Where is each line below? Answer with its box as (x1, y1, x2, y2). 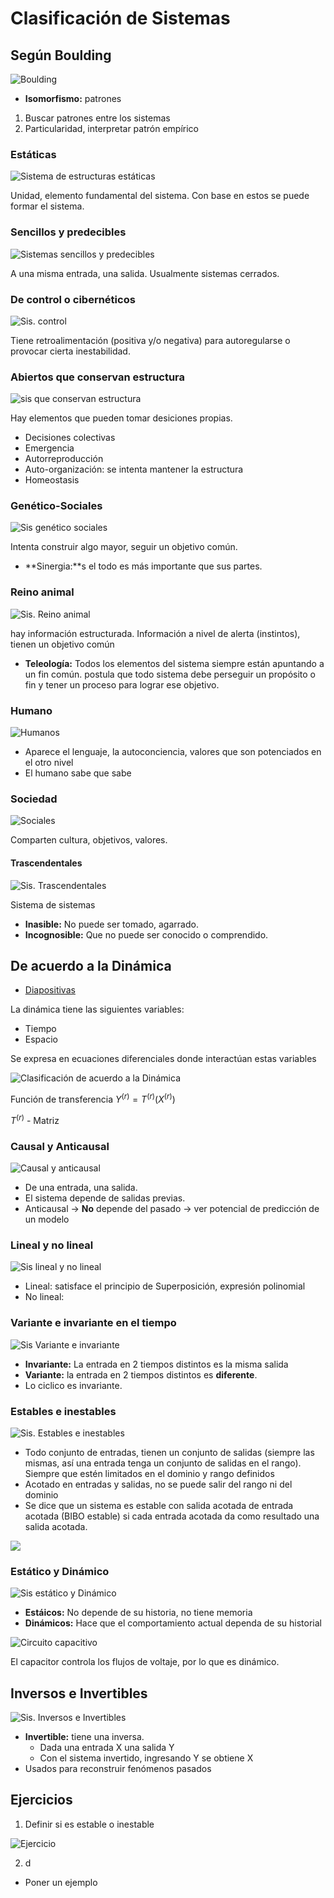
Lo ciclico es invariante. (24, 1379, 123, 1391)
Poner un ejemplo (24, 1876, 98, 1888)
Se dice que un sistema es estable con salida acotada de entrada (24, 1499, 294, 1511)
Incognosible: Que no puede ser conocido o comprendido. (24, 928, 269, 941)
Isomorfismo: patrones (24, 93, 122, 104)
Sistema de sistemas (10, 898, 96, 911)
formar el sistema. (10, 200, 85, 212)
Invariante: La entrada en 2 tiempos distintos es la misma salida (24, 1358, 289, 1370)
